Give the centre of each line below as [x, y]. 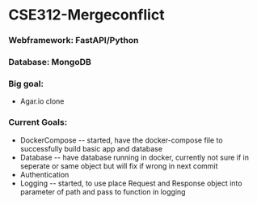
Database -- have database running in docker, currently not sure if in [134, 157]
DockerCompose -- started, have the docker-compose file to [122, 140]
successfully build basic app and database [91, 148]
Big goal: [26, 83]
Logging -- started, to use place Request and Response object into [131, 183]
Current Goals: [38, 122]
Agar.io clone [42, 101]
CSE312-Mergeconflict [86, 15]
